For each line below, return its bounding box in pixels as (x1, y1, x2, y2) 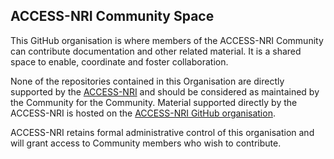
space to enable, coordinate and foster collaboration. (10, 55, 229, 68)
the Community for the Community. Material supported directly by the (10, 96, 298, 108)
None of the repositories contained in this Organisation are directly (10, 75, 285, 87)
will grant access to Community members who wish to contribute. (10, 137, 282, 149)
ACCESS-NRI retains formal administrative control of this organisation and (10, 126, 315, 138)
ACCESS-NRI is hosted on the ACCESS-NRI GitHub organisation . (10, 107, 276, 119)
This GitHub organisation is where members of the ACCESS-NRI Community (10, 34, 324, 46)
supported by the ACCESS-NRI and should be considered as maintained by (10, 85, 320, 98)
